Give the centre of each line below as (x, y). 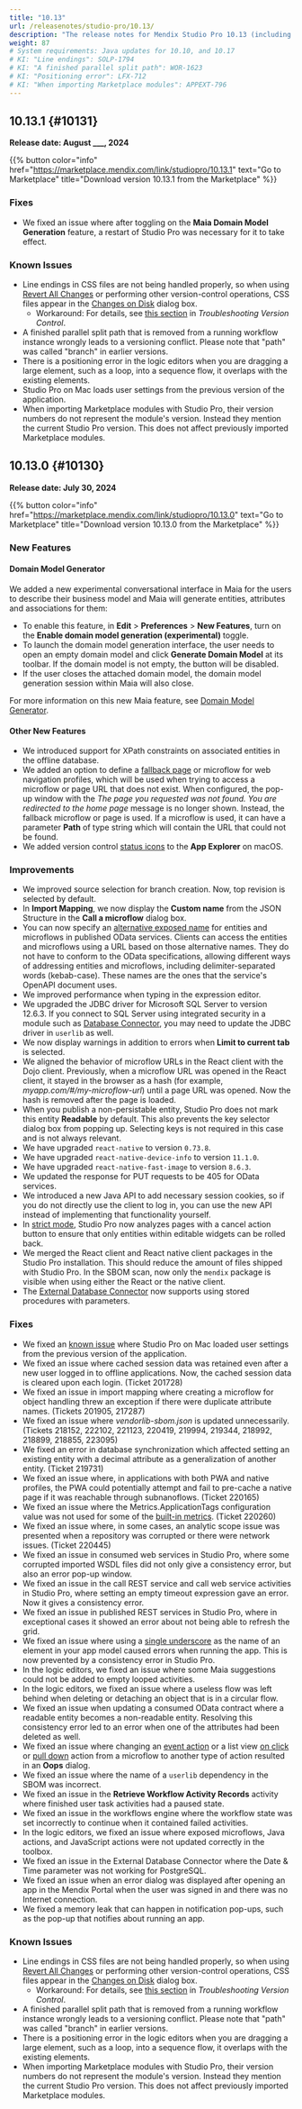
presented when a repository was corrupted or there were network (146, 1535)
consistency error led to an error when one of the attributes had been (151, 1727)
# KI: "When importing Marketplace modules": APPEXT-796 (118, 85)
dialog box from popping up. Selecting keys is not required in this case (153, 1129)
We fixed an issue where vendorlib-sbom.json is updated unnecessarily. (155, 1421)
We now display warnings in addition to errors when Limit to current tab (156, 1042)
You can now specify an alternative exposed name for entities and (145, 928)
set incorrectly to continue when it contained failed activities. (135, 1823)
